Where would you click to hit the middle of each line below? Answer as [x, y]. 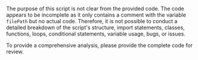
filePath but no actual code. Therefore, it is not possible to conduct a [92, 21]
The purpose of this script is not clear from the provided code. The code [95, 9]
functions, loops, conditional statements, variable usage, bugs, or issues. [96, 34]
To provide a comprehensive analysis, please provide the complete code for [99, 45]
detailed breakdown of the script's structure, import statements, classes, [95, 27]
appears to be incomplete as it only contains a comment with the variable [96, 15]
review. [15, 52]
